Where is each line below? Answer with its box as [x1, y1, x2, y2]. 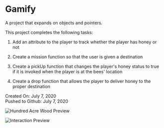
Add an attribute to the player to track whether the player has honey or [12, 39, 157, 45]
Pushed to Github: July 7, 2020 [5, 98, 69, 104]
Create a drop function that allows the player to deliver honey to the [12, 78, 151, 84]
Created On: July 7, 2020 [5, 93, 56, 99]
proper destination [12, 83, 51, 89]
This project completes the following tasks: [5, 29, 93, 35]
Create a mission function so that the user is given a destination [12, 53, 143, 60]
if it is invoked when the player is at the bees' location [12, 68, 123, 75]
